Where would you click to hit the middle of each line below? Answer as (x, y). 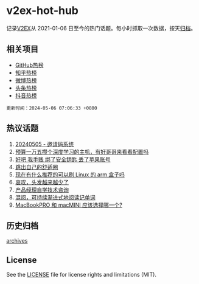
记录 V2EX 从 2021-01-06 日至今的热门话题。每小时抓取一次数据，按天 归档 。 (101, 28)
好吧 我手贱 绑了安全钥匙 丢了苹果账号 (63, 159)
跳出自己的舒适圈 (37, 167)
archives (17, 241)
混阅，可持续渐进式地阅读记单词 (55, 197)
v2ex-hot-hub (43, 11)
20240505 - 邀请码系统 (44, 144)
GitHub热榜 (29, 65)
